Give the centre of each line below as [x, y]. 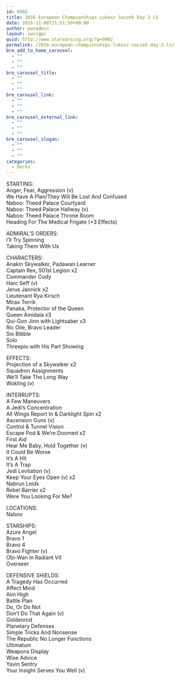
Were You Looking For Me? [39, 496]
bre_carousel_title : [32, 73]
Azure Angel [21, 532]
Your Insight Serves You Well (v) [46, 670]
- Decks [21, 167]
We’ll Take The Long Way [37, 377]
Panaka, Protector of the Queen [45, 308]
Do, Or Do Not [24, 607]
